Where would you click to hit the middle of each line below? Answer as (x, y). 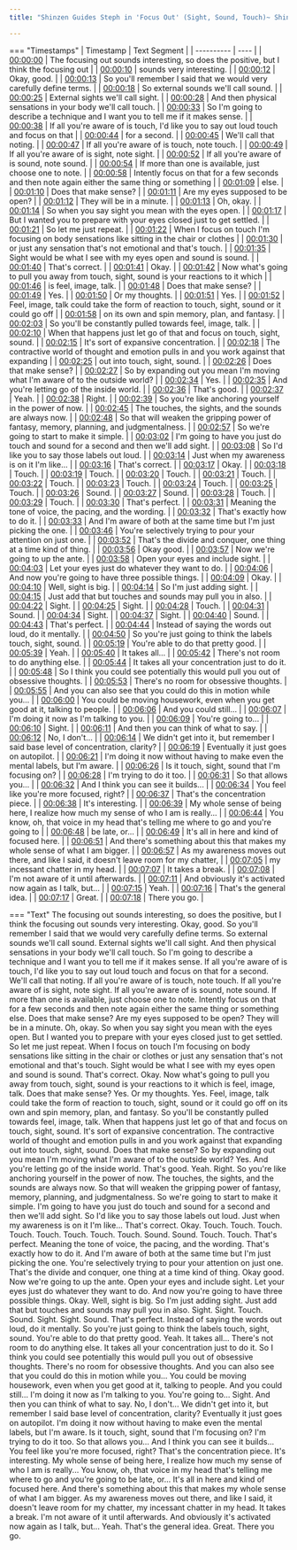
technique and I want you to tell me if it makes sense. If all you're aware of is (148, 961)
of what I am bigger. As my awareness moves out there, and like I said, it (141, 1498)
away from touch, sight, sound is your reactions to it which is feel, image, (142, 1084)
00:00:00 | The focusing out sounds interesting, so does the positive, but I (145, 59)
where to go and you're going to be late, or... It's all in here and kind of (137, 1479)
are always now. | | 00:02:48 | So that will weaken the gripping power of (140, 417)
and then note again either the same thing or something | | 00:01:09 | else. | (147, 182)
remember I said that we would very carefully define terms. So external (138, 933)
